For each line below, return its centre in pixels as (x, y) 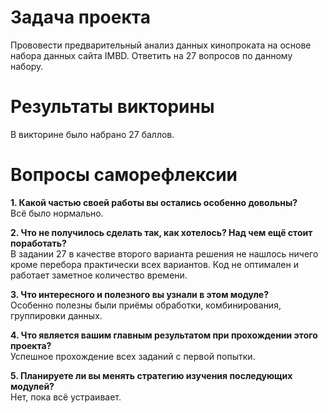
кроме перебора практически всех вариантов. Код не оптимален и (154, 264)
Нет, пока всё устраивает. (66, 397)
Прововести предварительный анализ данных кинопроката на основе (161, 45)
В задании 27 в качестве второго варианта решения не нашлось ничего (164, 253)
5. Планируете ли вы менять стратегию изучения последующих (151, 375)
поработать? (38, 243)
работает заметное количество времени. (99, 275)
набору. (27, 66)
